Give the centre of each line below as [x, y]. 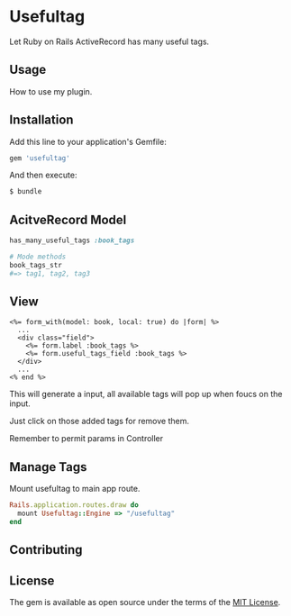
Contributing [46, 550]
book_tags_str [36, 265]
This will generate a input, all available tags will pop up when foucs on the [146, 394]
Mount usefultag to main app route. [75, 489]
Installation [41, 120]
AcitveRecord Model [68, 219]
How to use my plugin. [51, 91]
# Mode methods [38, 257]
